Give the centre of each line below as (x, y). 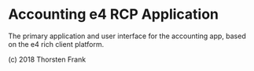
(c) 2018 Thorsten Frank (47, 59)
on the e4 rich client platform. (56, 44)
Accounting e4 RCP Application (113, 14)
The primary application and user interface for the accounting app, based (127, 36)
